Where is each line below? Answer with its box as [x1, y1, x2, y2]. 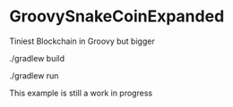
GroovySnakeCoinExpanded [9, 6, 225, 27]
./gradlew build [9, 53, 65, 63]
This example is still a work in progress [9, 87, 153, 98]
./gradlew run [9, 70, 59, 81]
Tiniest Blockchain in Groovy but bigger [9, 36, 155, 46]
